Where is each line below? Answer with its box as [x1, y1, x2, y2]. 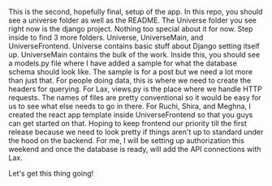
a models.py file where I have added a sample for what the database [8, 58, 238, 68]
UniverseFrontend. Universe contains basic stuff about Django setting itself [8, 41, 260, 51]
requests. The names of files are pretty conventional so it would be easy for [8, 93, 261, 102]
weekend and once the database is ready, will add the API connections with [8, 145, 261, 154]
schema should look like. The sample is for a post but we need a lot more [8, 67, 253, 76]
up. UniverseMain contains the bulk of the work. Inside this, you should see [8, 50, 261, 59]
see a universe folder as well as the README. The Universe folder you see [8, 15, 257, 25]
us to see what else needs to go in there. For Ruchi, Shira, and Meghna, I [8, 101, 252, 111]
